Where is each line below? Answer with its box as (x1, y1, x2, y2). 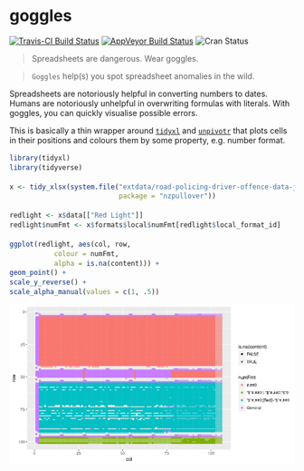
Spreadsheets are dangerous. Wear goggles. (31, 53, 199, 64)
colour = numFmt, (53, 249, 119, 259)
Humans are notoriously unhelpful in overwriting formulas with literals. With (9, 97, 290, 109)
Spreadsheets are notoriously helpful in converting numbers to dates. (9, 88, 269, 99)
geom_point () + (9, 269, 67, 278)
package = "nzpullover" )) (119, 191, 217, 201)
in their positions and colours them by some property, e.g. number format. (9, 134, 286, 145)
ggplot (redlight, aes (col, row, (9, 240, 131, 249)
